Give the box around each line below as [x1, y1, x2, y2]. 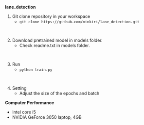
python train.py [19, 67, 53, 72]
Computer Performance [5, 100, 54, 106]
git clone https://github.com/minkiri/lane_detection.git [19, 19, 140, 24]
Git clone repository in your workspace [12, 14, 90, 19]
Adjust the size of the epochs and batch [19, 91, 100, 96]
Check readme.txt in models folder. [19, 43, 90, 48]
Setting [12, 85, 27, 91]
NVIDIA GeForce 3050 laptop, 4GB [12, 114, 82, 120]
